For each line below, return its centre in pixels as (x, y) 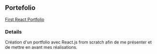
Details (14, 32)
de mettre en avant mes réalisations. (41, 47)
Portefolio (20, 8)
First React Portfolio (25, 19)
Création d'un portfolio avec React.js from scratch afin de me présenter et (78, 42)
